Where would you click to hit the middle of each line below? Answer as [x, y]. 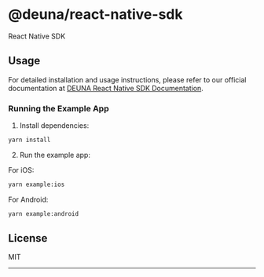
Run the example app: [55, 155]
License [28, 238]
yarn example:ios [37, 184]
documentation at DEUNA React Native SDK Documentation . [106, 88]
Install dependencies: [54, 126]
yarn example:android [44, 213]
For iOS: [21, 169]
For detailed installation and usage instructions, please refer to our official [127, 79]
